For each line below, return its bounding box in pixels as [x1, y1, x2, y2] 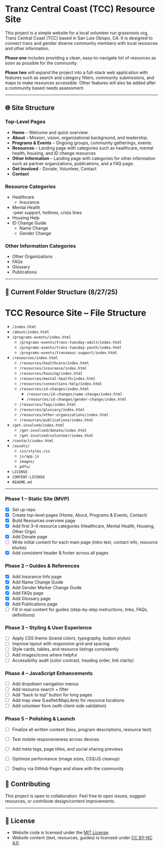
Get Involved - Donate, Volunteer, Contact [12, 166, 97, 172]
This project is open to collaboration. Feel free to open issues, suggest [5, 793, 146, 799]
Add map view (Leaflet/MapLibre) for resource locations [12, 697, 125, 703]
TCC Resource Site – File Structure [5, 307, 147, 318]
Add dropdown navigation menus [12, 681, 79, 687]
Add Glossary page [12, 596, 51, 601]
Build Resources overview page [12, 518, 76, 523]
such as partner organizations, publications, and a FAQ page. [12, 160, 134, 166]
